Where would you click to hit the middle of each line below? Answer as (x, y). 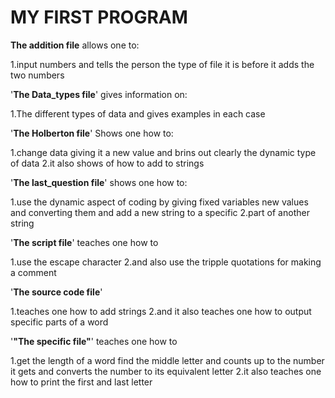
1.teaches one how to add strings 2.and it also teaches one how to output (161, 311)
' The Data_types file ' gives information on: (99, 94)
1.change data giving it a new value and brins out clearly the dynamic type (163, 152)
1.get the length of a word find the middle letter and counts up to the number (167, 360)
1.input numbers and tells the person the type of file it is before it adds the (162, 64)
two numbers (37, 75)
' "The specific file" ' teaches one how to (94, 341)
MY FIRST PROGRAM (99, 17)
